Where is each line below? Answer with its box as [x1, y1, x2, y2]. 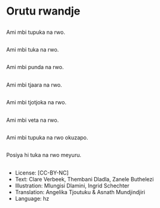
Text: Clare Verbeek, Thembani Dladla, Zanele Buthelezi [14, 175, 154, 183]
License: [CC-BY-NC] [14, 169, 69, 176]
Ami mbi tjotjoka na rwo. [6, 99, 66, 106]
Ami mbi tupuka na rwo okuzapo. [6, 133, 89, 141]
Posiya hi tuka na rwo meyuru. [6, 152, 82, 159]
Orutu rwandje [6, 4, 80, 18]
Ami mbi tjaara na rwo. [6, 81, 62, 89]
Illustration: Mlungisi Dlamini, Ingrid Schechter [14, 182, 130, 189]
